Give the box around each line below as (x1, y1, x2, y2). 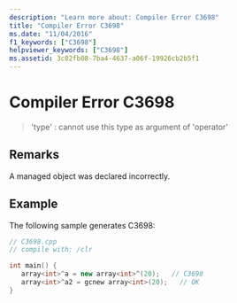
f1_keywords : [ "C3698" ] (9, 37, 97, 47)
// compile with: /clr (9, 245, 93, 254)
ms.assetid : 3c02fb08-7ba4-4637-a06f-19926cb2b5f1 (9, 54, 200, 63)
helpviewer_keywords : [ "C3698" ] (9, 46, 128, 55)
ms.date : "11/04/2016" (9, 29, 93, 38)
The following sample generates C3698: (9, 220, 156, 230)
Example (9, 197, 58, 212)
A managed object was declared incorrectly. (9, 170, 171, 182)
